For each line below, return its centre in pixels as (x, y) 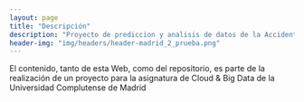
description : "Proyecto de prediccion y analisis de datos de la (135, 34)
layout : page (34, 18)
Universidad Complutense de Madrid (78, 88)
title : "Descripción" (50, 26)
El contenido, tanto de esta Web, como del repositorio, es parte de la (137, 69)
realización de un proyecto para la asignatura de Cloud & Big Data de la (142, 79)
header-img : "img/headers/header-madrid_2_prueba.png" (115, 43)
